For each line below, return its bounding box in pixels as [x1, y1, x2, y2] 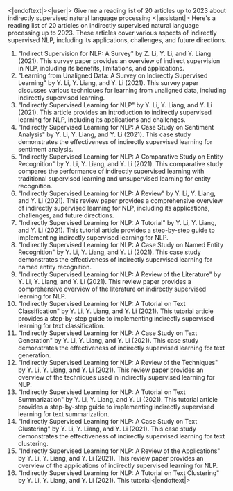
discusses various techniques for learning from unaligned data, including [17, 87, 227, 94]
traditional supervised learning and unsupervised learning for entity [17, 175, 211, 183]
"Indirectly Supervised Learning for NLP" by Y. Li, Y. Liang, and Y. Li [17, 101, 212, 109]
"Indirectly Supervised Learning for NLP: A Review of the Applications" [17, 447, 221, 455]
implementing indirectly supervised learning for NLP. [17, 233, 169, 242]
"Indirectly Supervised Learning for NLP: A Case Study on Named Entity [17, 241, 224, 249]
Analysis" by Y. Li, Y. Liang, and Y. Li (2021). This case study [17, 130, 191, 139]
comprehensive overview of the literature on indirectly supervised [17, 285, 207, 293]
